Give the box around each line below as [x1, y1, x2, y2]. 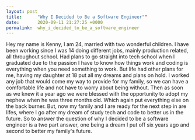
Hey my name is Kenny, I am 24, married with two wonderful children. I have [6, 41, 189, 48]
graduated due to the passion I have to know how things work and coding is [6, 60, 189, 66]
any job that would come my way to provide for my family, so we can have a [6, 78, 189, 85]
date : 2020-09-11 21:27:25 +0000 [6, 19, 103, 25]
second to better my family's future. [6, 128, 92, 135]
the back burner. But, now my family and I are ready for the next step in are [6, 103, 187, 110]
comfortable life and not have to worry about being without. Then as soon [6, 84, 183, 91]
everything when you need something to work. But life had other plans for [6, 65, 184, 73]
